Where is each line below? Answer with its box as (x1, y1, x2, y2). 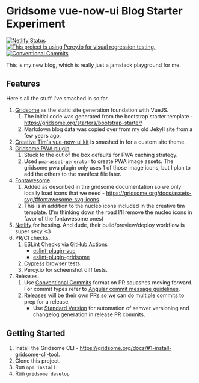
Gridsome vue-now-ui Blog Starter (6, 4, 183, 18)
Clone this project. (14, 357, 61, 364)
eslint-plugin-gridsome (32, 253, 90, 260)
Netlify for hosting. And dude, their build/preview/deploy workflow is (14, 221, 185, 228)
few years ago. (23, 132, 61, 139)
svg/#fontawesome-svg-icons (23, 195, 99, 203)
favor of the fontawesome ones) (23, 215, 104, 222)
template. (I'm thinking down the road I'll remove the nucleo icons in (23, 209, 192, 216)
